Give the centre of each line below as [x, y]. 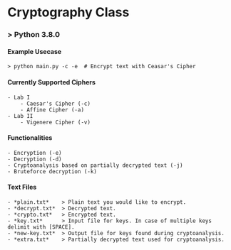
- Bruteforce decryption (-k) [52, 171]
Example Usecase [35, 51]
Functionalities [30, 138]
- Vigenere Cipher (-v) [56, 122]
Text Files [22, 187]
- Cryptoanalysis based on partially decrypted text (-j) [95, 165]
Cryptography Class [68, 12]
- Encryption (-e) [35, 153]
